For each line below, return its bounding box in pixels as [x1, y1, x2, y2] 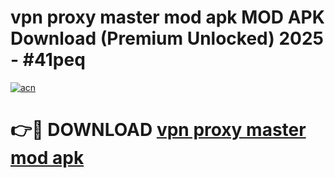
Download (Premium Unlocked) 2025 [10, 27, 325, 50]
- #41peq [10, 49, 86, 71]
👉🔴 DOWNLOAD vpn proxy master [10, 119, 307, 141]
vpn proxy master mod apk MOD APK [10, 6, 325, 29]
